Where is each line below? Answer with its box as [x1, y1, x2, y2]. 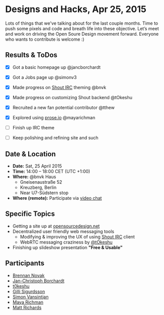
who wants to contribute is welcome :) [5, 36, 85, 42]
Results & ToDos [5, 51, 58, 59]
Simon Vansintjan [12, 293, 49, 300]
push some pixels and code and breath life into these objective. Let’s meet [5, 25, 159, 31]
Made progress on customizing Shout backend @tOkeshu [12, 94, 132, 100]
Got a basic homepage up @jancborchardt [12, 64, 101, 70]
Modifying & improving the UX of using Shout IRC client [20, 233, 135, 240]
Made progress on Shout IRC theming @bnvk [12, 84, 107, 90]
